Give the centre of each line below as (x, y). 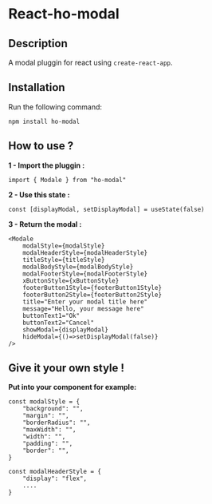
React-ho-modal (64, 14)
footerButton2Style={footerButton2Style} (92, 295)
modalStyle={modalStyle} (64, 246)
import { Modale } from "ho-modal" (67, 180)
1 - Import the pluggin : (47, 165)
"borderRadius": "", (57, 423)
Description (38, 44)
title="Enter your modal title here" (85, 302)
